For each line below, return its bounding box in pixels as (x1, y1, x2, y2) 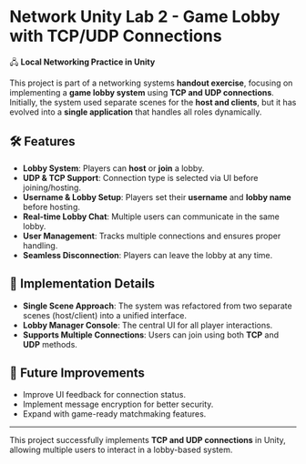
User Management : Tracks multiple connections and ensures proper (22, 230, 281, 241)
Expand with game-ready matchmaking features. (22, 409, 207, 419)
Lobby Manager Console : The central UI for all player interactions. (22, 319, 273, 330)
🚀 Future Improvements (9, 365, 146, 380)
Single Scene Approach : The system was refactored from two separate (22, 300, 293, 311)
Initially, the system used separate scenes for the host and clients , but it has (9, 96, 297, 107)
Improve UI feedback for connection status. (22, 389, 187, 400)
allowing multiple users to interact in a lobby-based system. (9, 444, 233, 456)
